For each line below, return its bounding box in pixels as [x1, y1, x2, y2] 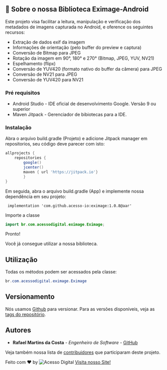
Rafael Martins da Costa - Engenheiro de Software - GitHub [12, 339, 138, 345]
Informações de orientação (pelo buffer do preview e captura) [12, 44, 142, 51]
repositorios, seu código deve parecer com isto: [5, 141, 105, 147]
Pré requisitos [5, 89, 40, 96]
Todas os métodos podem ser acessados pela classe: [5, 269, 117, 275]
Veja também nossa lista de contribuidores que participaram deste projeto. [5, 349, 160, 355]
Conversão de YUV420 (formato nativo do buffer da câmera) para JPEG [12, 66, 162, 72]
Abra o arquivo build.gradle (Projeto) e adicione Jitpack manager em [5, 135, 148, 142]
